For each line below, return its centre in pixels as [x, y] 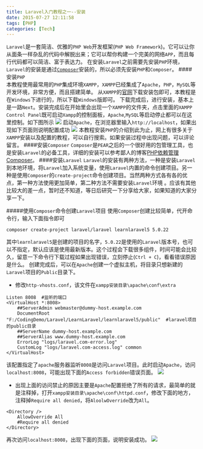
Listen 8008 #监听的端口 [37, 298]
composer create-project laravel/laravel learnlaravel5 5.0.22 [88, 230]
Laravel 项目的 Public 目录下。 [43, 272]
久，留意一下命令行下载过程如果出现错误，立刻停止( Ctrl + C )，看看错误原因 [101, 257]
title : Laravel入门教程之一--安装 [46, 12]
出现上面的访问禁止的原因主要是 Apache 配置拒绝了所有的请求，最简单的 [102, 385]
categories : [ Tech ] [31, 29]
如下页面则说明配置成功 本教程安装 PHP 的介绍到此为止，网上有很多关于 [102, 130]
